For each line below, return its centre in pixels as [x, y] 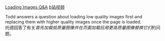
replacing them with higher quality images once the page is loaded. [73, 22]
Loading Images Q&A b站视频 [35, 7]
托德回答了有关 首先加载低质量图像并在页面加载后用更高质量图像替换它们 [78, 27]
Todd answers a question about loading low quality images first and [74, 17]
